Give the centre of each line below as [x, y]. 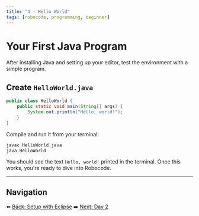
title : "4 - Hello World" [38, 12]
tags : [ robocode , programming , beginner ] [58, 17]
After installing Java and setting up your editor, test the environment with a [97, 63]
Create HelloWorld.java [50, 87]
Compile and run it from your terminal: [53, 134]
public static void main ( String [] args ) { [70, 107]
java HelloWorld [26, 150]
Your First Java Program [67, 46]
